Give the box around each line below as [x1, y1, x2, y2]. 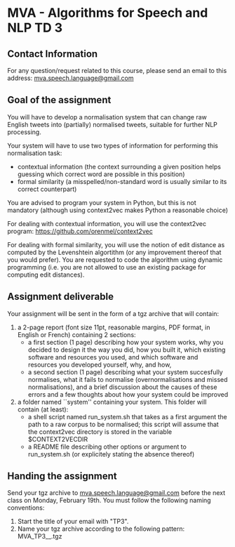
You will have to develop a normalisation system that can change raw [7, 112, 207, 121]
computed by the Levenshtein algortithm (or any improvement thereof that [7, 248, 222, 256]
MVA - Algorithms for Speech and [7, 5, 208, 21]
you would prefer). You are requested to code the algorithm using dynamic [7, 255, 223, 264]
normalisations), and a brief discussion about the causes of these [27, 383, 217, 391]
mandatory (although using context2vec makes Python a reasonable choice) [7, 206, 229, 214]
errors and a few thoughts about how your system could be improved [27, 390, 229, 398]
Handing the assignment [7, 470, 117, 482]
